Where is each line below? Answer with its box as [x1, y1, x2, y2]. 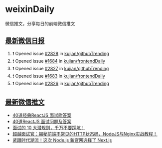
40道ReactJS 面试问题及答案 [12, 118, 72, 124]
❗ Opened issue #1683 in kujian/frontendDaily [12, 73, 106, 79]
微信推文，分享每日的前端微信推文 [5, 20, 75, 26]
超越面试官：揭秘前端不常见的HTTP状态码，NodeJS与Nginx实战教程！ [12, 131, 158, 137]
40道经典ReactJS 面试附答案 [12, 112, 72, 118]
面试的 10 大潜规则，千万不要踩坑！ [12, 125, 86, 131]
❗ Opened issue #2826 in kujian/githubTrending [12, 80, 110, 86]
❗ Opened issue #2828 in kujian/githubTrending [12, 50, 110, 56]
